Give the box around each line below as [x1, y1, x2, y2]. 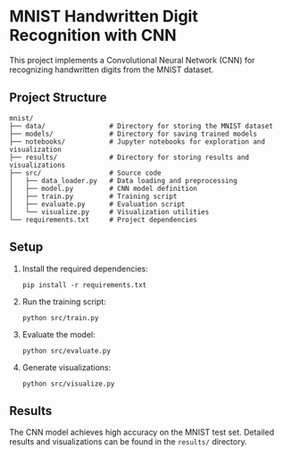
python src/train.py [21, 313, 99, 322]
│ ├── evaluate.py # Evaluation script [9, 199, 186, 209]
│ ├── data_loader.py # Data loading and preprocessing [9, 176, 238, 185]
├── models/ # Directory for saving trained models [9, 129, 257, 138]
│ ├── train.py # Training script [9, 192, 178, 201]
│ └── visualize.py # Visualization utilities [9, 207, 210, 216]
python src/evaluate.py [21, 346, 112, 355]
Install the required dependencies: [21, 263, 149, 274]
